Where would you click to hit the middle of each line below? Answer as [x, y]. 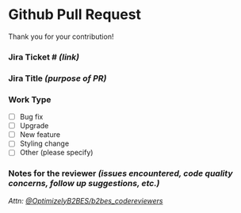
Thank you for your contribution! [61, 36]
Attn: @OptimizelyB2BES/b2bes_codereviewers [86, 200]
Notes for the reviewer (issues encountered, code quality [120, 173]
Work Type [30, 99]
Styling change [44, 143]
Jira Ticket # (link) [44, 57]
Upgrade [34, 126]
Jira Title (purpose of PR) [57, 78]
